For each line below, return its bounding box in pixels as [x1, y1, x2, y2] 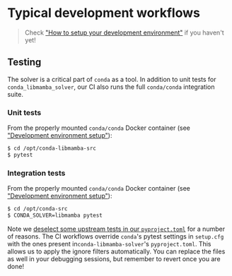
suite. [7, 90, 23, 98]
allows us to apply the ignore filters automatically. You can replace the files [7, 247, 226, 256]
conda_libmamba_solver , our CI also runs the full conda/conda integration [7, 83, 215, 91]
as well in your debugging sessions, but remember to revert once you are [7, 254, 221, 263]
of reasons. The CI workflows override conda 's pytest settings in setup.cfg [7, 232, 224, 241]
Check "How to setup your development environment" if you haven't [24, 28, 224, 37]
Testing [7, 56, 42, 68]
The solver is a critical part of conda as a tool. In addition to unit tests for [7, 75, 217, 83]
